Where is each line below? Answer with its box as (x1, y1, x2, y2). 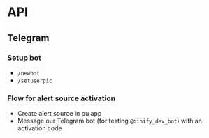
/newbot (17, 70, 40, 77)
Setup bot (7, 53, 42, 63)
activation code (17, 124, 62, 132)
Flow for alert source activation (7, 93, 116, 103)
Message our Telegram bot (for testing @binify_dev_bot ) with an (17, 116, 203, 125)
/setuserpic (17, 77, 52, 84)
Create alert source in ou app (17, 109, 102, 118)
